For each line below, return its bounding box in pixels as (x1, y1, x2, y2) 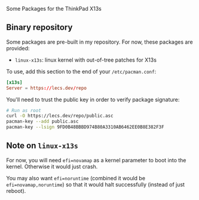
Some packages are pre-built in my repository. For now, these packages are (6, 38, 193, 46)
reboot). (6, 187, 26, 194)
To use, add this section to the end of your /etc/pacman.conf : (6, 68, 157, 75)
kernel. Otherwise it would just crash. (6, 163, 98, 170)
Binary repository (6, 22, 73, 32)
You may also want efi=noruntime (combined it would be (6, 174, 145, 181)
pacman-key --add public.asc (6, 119, 79, 125)
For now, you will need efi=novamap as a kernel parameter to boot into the (6, 156, 186, 163)
